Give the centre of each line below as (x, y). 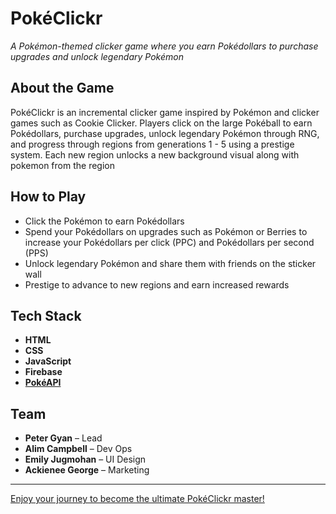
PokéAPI (43, 383)
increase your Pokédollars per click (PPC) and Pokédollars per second (169, 242)
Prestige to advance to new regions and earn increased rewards (157, 284)
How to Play (48, 197)
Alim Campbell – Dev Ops (78, 449)
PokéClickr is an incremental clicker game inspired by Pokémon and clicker (165, 112)
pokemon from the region (62, 165)
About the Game (62, 88)
